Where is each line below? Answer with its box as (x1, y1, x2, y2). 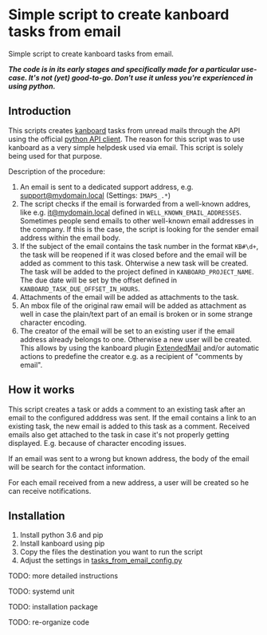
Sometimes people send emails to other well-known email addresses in (19, 215, 254, 225)
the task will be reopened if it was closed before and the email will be (19, 250, 247, 259)
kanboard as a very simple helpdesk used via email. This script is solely (8, 142, 243, 152)
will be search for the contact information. (8, 462, 146, 471)
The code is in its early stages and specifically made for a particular (8, 64, 241, 73)
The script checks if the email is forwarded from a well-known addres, (19, 199, 251, 208)
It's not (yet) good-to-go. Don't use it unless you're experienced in (28, 73, 253, 82)
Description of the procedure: (8, 166, 106, 176)
